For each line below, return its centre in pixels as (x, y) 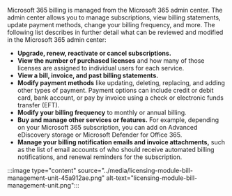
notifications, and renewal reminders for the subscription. (100, 157)
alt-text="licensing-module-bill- (152, 178)
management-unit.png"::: (44, 185)
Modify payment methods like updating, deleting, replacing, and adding (121, 83)
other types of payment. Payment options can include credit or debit (115, 90)
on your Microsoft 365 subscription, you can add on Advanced (107, 127)
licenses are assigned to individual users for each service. (101, 68)
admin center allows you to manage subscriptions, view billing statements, (114, 17)
